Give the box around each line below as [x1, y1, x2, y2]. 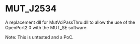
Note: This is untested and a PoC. [5, 34, 73, 40]
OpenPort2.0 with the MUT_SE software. [5, 24, 88, 30]
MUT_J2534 [5, 3, 57, 14]
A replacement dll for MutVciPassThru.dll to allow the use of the [5, 19, 136, 25]
